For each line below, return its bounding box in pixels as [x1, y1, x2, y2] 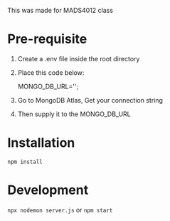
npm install [7, 158, 43, 165]
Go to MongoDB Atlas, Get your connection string [17, 96, 164, 104]
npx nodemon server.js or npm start [7, 205, 113, 214]
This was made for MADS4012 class [7, 6, 114, 14]
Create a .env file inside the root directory [17, 54, 140, 63]
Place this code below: [17, 68, 85, 77]
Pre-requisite [7, 31, 87, 47]
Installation [7, 135, 75, 151]
